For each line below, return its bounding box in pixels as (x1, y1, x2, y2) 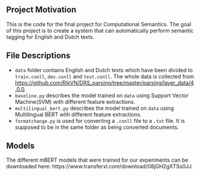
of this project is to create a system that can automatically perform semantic (6, 27, 194, 34)
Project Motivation (6, 5, 76, 15)
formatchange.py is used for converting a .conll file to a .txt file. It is (14, 117, 185, 124)
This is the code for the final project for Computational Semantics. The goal (6, 20, 192, 27)
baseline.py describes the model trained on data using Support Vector (14, 92, 189, 99)
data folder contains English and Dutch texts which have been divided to (14, 66, 193, 73)
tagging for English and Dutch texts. (6, 33, 94, 41)
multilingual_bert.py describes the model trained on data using (14, 104, 174, 112)
